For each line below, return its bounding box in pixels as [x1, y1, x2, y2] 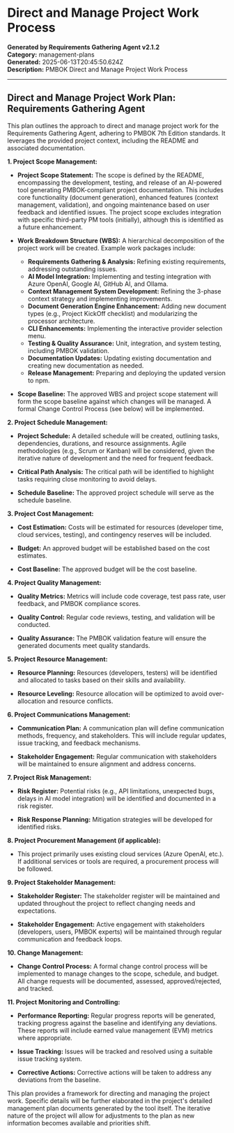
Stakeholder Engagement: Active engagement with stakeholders [17, 920, 205, 928]
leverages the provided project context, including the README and [7, 136, 198, 145]
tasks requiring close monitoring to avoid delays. [17, 475, 157, 483]
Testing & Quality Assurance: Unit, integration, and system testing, [27, 339, 221, 347]
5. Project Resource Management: [7, 655, 108, 663]
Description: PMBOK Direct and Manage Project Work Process [7, 65, 188, 73]
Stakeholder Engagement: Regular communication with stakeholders [17, 752, 217, 760]
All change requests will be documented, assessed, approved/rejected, [17, 976, 221, 985]
